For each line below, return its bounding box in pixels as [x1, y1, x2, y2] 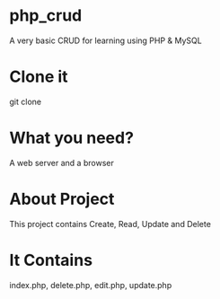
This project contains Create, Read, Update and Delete [9, 218, 211, 229]
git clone [9, 96, 42, 107]
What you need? [9, 128, 135, 148]
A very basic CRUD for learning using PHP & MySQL [9, 35, 202, 46]
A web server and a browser [9, 157, 114, 168]
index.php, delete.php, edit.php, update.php [9, 279, 172, 290]
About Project [9, 189, 115, 209]
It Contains [9, 250, 92, 270]
